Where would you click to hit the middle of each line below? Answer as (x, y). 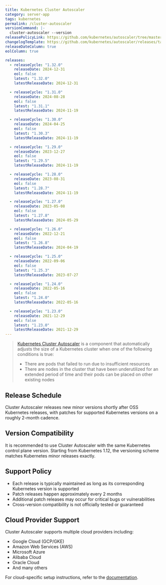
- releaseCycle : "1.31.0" (36, 92)
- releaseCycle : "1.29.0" (36, 147)
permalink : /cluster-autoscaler (38, 24)
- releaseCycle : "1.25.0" (36, 257)
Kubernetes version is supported (45, 488)
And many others (30, 568)
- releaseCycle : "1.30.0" (36, 119)
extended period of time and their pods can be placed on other (89, 374)
